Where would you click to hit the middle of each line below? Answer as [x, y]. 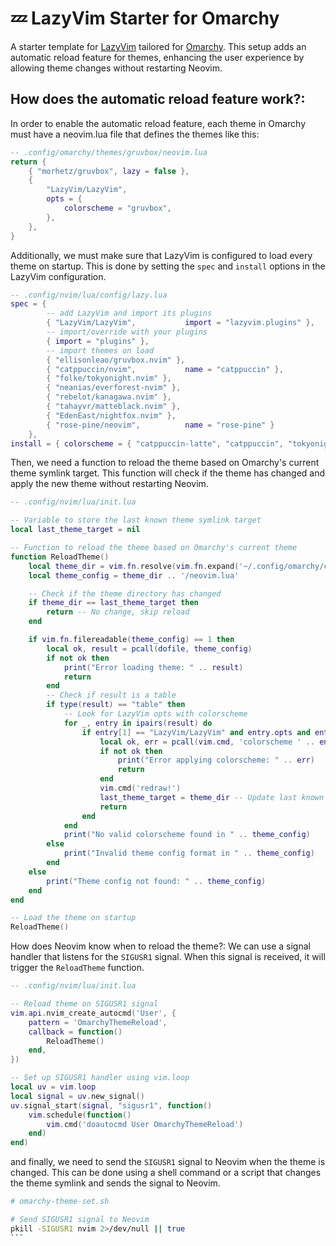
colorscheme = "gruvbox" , [117, 208]
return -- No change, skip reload [118, 612]
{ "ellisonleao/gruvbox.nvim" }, [116, 360]
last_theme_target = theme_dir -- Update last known [212, 797]
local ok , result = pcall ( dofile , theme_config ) [149, 648]
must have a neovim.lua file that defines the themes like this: [135, 134]
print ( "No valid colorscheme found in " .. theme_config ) [187, 835]
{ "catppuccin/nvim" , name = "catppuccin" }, [165, 369]
